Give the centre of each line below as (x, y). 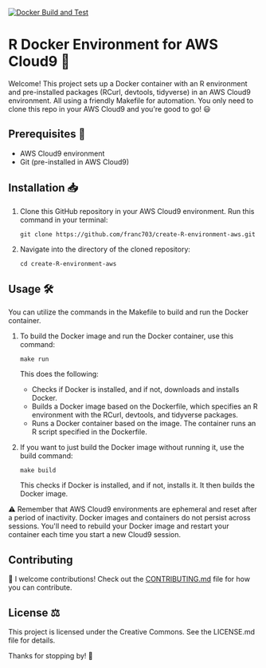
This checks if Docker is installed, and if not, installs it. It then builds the (137, 485)
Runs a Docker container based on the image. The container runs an (144, 424)
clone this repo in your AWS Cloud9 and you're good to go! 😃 (110, 109)
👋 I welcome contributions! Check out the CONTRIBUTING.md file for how (129, 579)
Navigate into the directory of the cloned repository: (105, 249)
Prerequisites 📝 (47, 134)
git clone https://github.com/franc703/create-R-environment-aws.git (138, 234)
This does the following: (59, 374)
